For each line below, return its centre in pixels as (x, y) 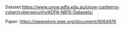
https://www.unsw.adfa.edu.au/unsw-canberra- (71, 7)
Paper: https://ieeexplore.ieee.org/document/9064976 (61, 22)
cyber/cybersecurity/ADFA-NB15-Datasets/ (49, 12)
